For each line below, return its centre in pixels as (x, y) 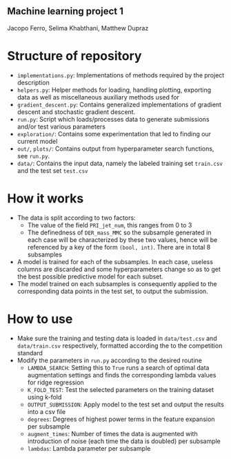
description (33, 82)
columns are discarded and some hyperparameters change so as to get (119, 269)
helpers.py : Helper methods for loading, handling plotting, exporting (114, 90)
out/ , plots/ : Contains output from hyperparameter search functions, (115, 149)
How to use (40, 319)
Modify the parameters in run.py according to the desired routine (109, 360)
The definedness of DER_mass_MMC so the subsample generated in (119, 232)
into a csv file (47, 411)
